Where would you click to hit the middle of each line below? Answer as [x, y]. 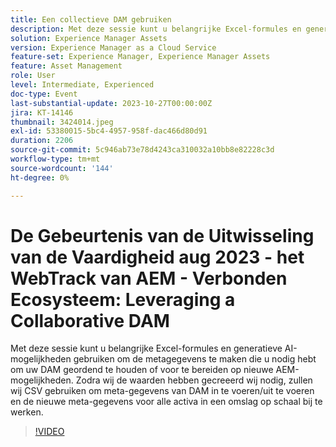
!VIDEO [49, 432]
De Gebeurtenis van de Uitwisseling [162, 235]
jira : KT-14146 [42, 112]
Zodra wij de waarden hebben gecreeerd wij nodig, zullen [194, 380]
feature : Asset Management [66, 66]
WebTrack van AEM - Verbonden [149, 278]
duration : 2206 [42, 141]
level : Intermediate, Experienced [82, 85]
